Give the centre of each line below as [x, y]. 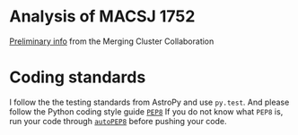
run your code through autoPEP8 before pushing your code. [118, 121]
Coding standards [78, 77]
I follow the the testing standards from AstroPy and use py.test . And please [149, 102]
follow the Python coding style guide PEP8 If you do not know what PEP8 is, [146, 111]
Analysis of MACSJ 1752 [102, 17]
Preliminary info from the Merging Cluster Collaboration [112, 41]
